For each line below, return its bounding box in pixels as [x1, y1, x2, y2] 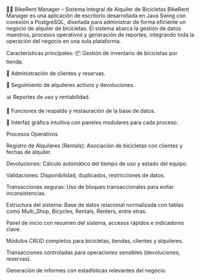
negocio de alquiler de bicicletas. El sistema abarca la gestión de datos [6, 25, 181, 32]
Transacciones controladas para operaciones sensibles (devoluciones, [6, 249, 181, 256]
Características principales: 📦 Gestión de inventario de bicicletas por [6, 50, 178, 56]
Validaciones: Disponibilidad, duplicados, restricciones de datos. [6, 171, 166, 179]
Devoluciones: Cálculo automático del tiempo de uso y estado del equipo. [6, 160, 188, 167]
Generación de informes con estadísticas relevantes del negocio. [6, 267, 166, 274]
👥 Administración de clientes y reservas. [6, 70, 106, 77]
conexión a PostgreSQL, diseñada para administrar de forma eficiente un [6, 19, 186, 25]
